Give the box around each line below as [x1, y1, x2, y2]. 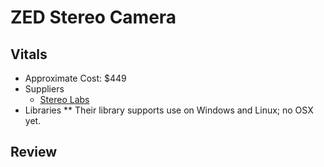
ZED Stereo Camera [10, 6, 177, 29]
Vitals [10, 46, 48, 63]
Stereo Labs [39, 94, 90, 105]
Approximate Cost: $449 [24, 72, 127, 84]
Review [10, 144, 58, 161]
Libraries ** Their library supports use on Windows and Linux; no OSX [24, 104, 314, 116]
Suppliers [24, 83, 65, 95]
